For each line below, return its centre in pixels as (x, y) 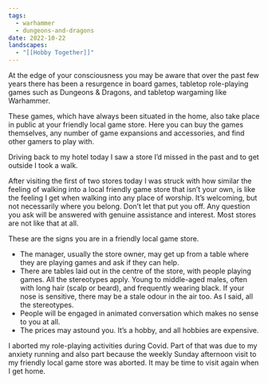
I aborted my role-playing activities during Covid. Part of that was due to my (133, 346)
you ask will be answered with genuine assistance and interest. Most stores (132, 215)
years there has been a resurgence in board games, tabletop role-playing (128, 84)
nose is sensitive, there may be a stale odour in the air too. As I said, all (136, 296)
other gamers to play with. (51, 141)
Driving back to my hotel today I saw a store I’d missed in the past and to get (134, 157)
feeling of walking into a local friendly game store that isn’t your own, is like (132, 189)
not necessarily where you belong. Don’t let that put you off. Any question (129, 206)
